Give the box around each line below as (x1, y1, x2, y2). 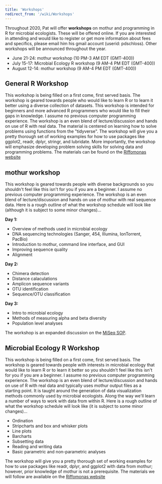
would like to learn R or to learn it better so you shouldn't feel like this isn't (5, 367, 152, 373)
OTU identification (12, 286, 49, 292)
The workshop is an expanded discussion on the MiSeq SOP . (5, 330, 127, 336)
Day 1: (5, 217, 18, 223)
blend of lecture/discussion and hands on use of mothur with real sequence (5, 197, 156, 203)
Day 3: (5, 301, 18, 307)
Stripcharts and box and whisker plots (12, 423, 88, 429)
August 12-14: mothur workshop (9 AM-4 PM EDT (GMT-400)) (12, 65, 136, 71)
